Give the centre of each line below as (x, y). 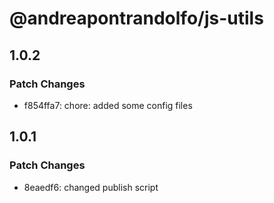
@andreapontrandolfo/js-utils (136, 18)
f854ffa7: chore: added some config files (108, 105)
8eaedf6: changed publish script (91, 187)
